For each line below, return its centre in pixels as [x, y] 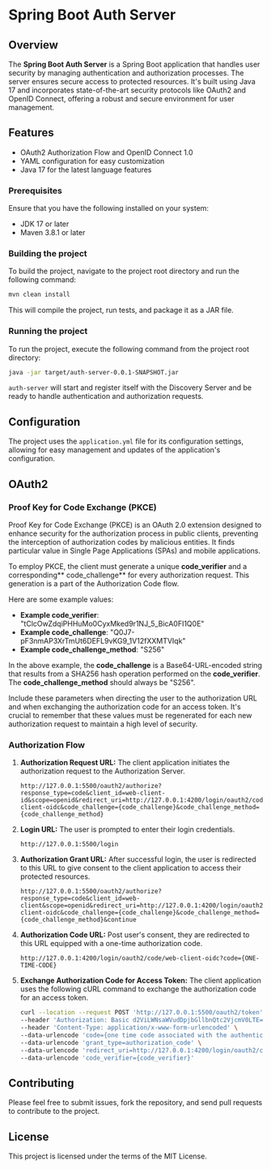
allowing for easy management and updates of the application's [114, 450]
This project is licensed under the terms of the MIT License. [108, 1156]
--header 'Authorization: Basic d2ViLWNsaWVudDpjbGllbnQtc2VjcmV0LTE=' [143, 1020]
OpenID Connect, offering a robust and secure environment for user [121, 98]
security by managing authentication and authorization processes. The [126, 73]
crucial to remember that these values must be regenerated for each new [130, 715]
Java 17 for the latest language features [86, 169]
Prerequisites [35, 191]
